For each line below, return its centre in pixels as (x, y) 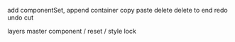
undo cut (21, 17)
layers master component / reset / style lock (72, 31)
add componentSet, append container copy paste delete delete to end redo (118, 10)
